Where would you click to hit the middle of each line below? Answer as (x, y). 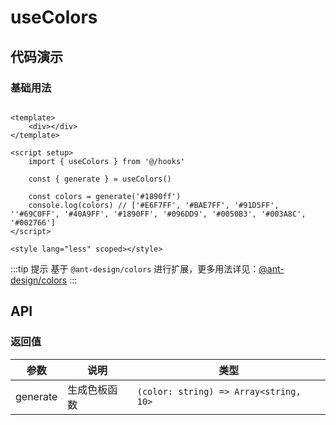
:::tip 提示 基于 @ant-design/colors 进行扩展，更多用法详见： (135, 268)
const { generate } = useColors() (100, 179)
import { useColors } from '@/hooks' (107, 161)
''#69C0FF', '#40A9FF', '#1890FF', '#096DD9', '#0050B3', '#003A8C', (158, 214)
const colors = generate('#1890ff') (105, 196)
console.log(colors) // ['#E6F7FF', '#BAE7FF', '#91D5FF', (154, 205)
